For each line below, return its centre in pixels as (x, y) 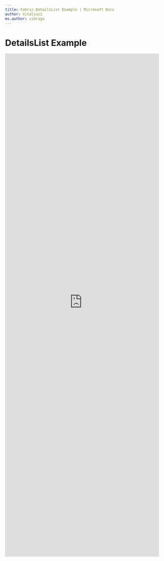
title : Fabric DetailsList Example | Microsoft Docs (60, 10)
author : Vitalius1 (24, 14)
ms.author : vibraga (25, 19)
